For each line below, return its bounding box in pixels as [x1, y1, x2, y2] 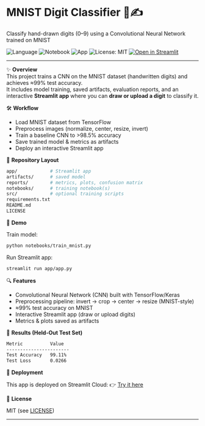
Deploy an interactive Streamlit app [15, 144, 104, 152]
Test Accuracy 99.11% [6, 352, 67, 358]
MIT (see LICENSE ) [6, 407, 55, 414]
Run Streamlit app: [6, 254, 53, 261]
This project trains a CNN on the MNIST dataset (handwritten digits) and [6, 72, 188, 80]
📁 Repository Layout [6, 156, 59, 163]
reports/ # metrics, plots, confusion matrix [6, 179, 143, 186]
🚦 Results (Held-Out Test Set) [6, 329, 83, 336]
